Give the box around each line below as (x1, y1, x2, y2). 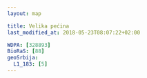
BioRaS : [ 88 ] (7, 48, 45, 55)
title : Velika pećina (7, 22, 70, 30)
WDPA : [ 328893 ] (7, 41, 51, 48)
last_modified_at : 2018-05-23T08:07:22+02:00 (7, 29, 140, 36)
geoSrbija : (7, 55, 39, 61)
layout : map (7, 10, 41, 17)
